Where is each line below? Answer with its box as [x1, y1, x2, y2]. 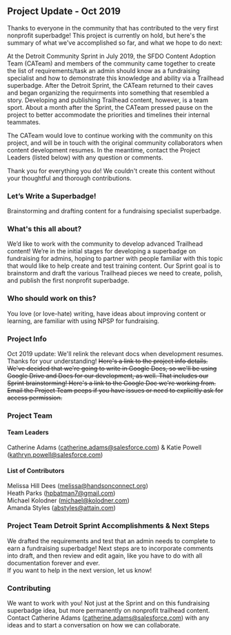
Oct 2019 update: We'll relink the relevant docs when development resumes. [7, 350, 224, 358]
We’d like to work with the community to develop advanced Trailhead [7, 240, 203, 248]
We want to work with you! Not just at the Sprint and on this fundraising [7, 598, 210, 607]
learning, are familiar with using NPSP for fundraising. [7, 317, 160, 325]
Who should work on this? [7, 293, 97, 303]
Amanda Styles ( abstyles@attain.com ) [7, 504, 116, 512]
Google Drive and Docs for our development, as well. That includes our [7, 372, 209, 380]
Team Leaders [7, 428, 50, 436]
